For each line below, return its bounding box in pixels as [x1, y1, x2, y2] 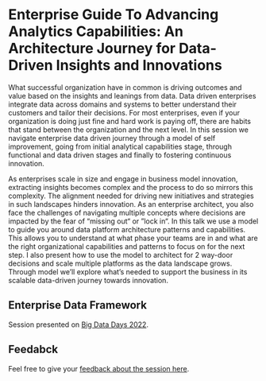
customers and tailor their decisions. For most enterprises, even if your [8, 107, 241, 117]
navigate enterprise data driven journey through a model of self [8, 133, 216, 142]
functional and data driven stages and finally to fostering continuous [8, 150, 232, 160]
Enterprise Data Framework [8, 298, 147, 312]
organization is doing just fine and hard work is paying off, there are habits [8, 116, 252, 126]
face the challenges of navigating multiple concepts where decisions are [8, 208, 246, 217]
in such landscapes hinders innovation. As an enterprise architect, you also [8, 199, 254, 208]
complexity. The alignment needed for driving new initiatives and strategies [8, 191, 254, 200]
